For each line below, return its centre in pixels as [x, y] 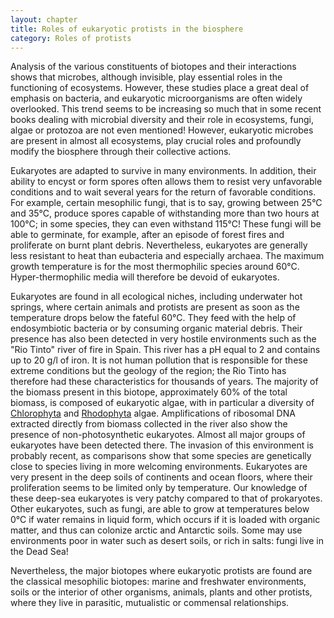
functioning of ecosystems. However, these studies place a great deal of [160, 88]
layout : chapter [44, 19]
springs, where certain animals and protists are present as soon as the [155, 307]
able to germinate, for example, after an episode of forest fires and [147, 235]
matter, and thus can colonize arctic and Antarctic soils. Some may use [156, 530]
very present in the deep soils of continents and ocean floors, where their [161, 477]
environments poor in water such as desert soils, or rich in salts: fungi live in [167, 541]
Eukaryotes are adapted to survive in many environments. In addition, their [163, 171]
